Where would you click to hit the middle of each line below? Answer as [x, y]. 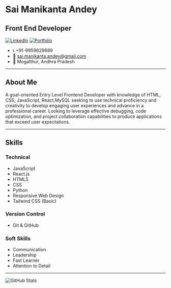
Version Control [25, 214]
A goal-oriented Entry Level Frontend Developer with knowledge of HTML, [83, 94]
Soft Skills [18, 238]
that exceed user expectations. [38, 122]
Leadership [24, 255]
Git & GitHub [26, 225]
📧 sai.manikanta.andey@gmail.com [49, 56]
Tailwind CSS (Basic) [35, 201]
